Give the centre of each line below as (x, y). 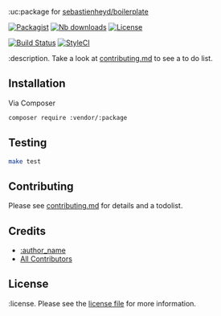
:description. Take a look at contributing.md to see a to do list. (110, 58)
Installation (37, 84)
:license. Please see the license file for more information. (102, 303)
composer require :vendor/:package (68, 117)
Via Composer (32, 103)
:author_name (43, 250)
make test (25, 161)
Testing (28, 143)
